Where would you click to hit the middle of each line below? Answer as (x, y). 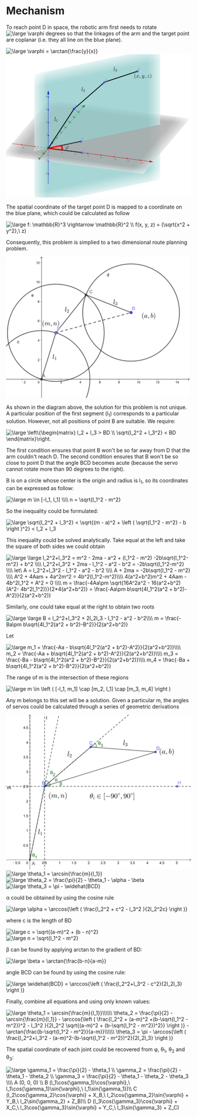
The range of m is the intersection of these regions (67, 677)
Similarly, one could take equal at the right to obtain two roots (80, 607)
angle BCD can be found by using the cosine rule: (66, 972)
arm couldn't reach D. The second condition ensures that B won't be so (92, 456)
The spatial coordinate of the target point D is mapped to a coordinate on (94, 207)
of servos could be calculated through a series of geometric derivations (93, 706)
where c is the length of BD (39, 920)
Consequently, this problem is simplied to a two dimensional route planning (97, 242)
